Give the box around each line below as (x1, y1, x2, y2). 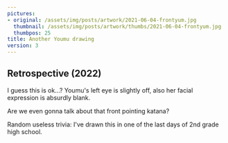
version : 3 (7, 42, 39, 49)
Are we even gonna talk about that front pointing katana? (7, 106, 170, 115)
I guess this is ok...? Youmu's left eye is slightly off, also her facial (7, 86, 193, 94)
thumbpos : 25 (13, 29, 51, 37)
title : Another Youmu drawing (7, 36, 95, 43)
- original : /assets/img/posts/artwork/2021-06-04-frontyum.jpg (7, 17, 197, 23)
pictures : (7, 10, 36, 17)
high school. (7, 127, 43, 135)
